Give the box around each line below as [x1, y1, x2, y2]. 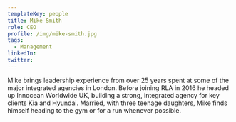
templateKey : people [7, 10, 69, 18]
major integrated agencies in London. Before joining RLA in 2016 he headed [7, 83, 230, 92]
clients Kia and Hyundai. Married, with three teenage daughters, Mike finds [7, 99, 228, 107]
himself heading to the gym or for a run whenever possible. [7, 106, 182, 114]
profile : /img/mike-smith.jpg [7, 30, 98, 38]
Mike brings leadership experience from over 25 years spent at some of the [7, 76, 230, 84]
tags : [7, 37, 24, 44]
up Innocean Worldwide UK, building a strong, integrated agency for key [7, 91, 220, 99]
